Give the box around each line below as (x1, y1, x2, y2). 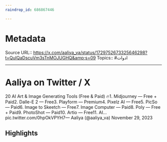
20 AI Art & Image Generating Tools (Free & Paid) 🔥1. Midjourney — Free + (5, 93, 157, 99)
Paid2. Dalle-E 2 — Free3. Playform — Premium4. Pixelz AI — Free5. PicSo (5, 99, 158, 105)
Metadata (5, 33, 46, 44)
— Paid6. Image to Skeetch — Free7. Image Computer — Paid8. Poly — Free (5, 104, 161, 110)
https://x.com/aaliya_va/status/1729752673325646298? (33, 49, 148, 55)
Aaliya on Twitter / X (5, 76, 91, 88)
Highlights (5, 129, 38, 137)
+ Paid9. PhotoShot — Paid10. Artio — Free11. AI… (5, 109, 107, 115)
